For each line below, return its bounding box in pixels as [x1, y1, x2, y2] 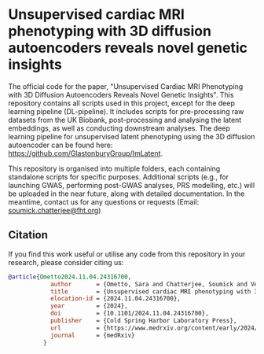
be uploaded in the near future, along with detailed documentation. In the [8, 189, 245, 198]
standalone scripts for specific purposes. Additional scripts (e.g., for [8, 171, 229, 182]
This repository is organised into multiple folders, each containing [8, 164, 221, 173]
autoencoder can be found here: [8, 140, 113, 149]
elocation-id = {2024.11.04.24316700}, [49, 295, 181, 303]
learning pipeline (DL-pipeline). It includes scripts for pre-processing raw [8, 106, 244, 116]
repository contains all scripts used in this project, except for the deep [8, 98, 236, 108]
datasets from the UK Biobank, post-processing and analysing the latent [8, 115, 242, 124]
